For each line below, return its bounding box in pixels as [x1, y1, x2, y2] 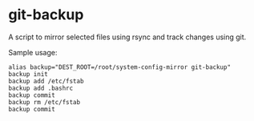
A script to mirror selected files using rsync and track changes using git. [8, 32, 247, 42]
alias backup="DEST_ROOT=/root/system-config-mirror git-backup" [8, 63, 231, 71]
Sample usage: [8, 47, 58, 57]
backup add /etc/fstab [8, 77, 84, 85]
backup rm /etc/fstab [8, 98, 81, 106]
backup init [8, 70, 48, 78]
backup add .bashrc [8, 84, 74, 92]
